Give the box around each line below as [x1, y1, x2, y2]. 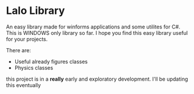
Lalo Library [6, 4, 65, 17]
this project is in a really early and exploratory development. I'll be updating [6, 75, 188, 82]
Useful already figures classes [14, 58, 88, 65]
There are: [6, 46, 31, 53]
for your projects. [6, 35, 48, 42]
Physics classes [14, 64, 54, 71]
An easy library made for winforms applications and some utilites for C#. [6, 23, 181, 30]
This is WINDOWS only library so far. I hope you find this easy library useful [6, 29, 188, 36]
